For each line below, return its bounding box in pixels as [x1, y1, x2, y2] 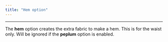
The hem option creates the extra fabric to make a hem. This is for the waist [5, 25, 161, 31]
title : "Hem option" [5, 7, 48, 12]
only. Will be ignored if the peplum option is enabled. [5, 31, 114, 37]
